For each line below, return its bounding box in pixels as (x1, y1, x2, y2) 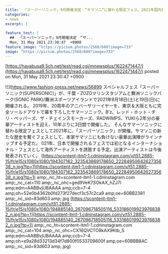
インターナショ (131, 140, 162, 146)
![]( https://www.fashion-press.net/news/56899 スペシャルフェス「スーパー (5, 83, 160, 90)
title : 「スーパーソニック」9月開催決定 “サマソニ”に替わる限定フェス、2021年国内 (5, 7, 161, 12)
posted (144, 68, 159, 74)
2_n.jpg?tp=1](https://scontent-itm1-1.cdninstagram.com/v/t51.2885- (5, 211, 146, 217)
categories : (5, 12, 30, 17)
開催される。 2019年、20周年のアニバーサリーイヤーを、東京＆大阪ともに (5, 102, 157, 108)
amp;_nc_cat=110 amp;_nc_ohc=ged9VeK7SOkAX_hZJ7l (5, 179, 121, 185)
